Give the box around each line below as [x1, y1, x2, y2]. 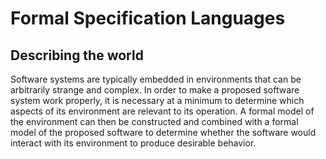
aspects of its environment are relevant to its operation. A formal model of [10, 105, 315, 117]
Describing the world [10, 47, 144, 64]
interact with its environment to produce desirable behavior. [10, 137, 257, 149]
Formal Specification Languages [10, 7, 286, 30]
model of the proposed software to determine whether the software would [10, 127, 317, 138]
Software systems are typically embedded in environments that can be [10, 73, 302, 85]
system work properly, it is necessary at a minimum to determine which [10, 95, 305, 106]
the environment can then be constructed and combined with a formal [10, 116, 299, 127]
